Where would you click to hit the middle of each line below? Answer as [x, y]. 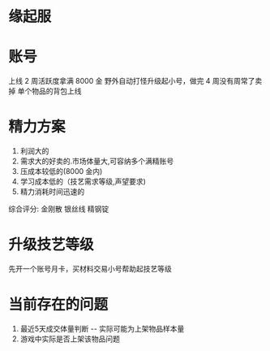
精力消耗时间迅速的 [52, 192]
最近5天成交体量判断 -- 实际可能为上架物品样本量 [102, 328]
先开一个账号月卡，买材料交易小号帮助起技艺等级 [90, 269]
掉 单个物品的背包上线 [45, 91]
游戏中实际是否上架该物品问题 [70, 339]
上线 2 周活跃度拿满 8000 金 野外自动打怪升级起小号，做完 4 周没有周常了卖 [135, 81]
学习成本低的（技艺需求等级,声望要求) [83, 182]
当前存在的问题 [58, 305]
